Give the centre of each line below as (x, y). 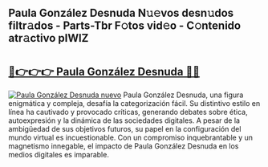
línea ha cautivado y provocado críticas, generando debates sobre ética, (128, 112)
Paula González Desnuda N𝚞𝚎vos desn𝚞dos (121, 13)
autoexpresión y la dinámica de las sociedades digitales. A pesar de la (124, 120)
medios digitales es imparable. (59, 155)
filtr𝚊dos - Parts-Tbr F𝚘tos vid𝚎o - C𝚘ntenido (125, 26)
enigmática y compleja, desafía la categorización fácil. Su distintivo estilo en (134, 103)
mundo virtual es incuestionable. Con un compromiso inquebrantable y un (131, 137)
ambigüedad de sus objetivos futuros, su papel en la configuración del (125, 129)
